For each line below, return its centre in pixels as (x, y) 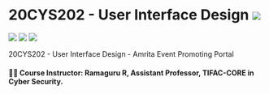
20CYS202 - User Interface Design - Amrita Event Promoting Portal (121, 53)
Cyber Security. (36, 81)
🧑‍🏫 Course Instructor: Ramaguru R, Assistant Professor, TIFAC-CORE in (131, 73)
